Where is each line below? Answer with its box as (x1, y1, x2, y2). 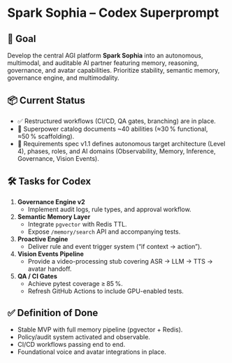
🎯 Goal (7, 33, 36, 45)
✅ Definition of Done (7, 307, 99, 319)
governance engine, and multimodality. (7, 73, 120, 82)
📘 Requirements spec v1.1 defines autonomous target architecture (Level (17, 139, 226, 148)
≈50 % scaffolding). (17, 131, 75, 141)
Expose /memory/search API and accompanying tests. (27, 227, 181, 236)
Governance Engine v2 (17, 197, 85, 206)
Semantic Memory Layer (17, 212, 91, 221)
